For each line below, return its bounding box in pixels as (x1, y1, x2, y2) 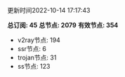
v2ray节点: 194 (17, 36, 61, 44)
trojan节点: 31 (17, 53, 57, 62)
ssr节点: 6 (17, 45, 47, 52)
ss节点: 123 (17, 62, 51, 70)
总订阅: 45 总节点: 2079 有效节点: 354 (7, 21, 119, 29)
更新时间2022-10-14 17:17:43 (7, 6, 91, 14)
